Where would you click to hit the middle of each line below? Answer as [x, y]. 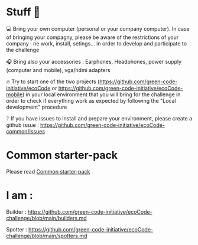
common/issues [26, 131]
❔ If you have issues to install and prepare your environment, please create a [99, 118]
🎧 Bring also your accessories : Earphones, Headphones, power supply [94, 61]
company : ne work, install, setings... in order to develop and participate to [97, 43]
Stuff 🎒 [23, 12]
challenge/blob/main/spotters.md [47, 236]
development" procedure [37, 107]
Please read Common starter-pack [48, 171]
